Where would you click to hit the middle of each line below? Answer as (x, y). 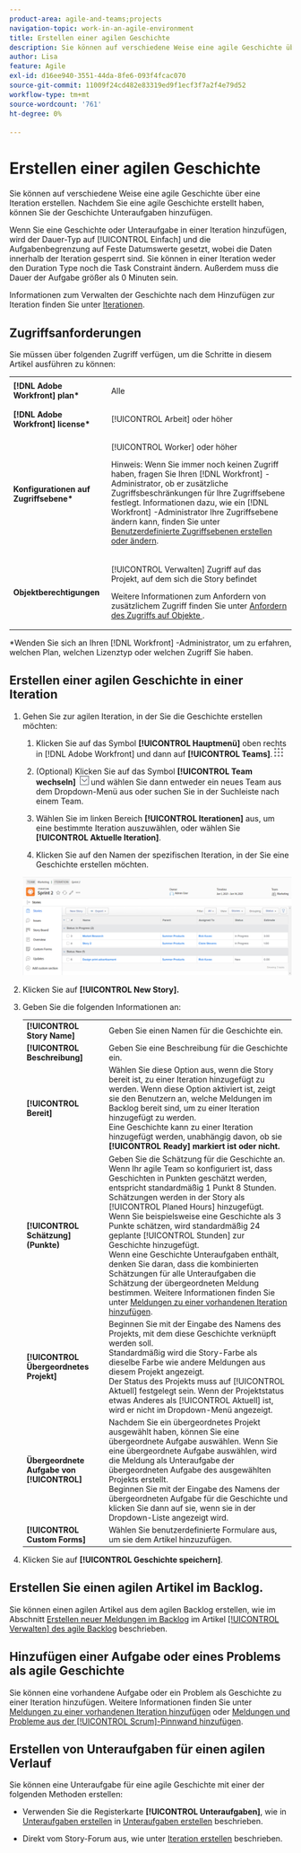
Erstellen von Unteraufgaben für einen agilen (138, 1749)
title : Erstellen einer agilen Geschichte (90, 38)
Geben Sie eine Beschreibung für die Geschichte (198, 1048)
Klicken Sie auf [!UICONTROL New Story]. (101, 990)
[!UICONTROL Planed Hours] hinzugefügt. (186, 1207)
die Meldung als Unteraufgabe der (172, 1461)
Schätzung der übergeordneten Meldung (184, 1283)
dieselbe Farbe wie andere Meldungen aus (187, 1362)
